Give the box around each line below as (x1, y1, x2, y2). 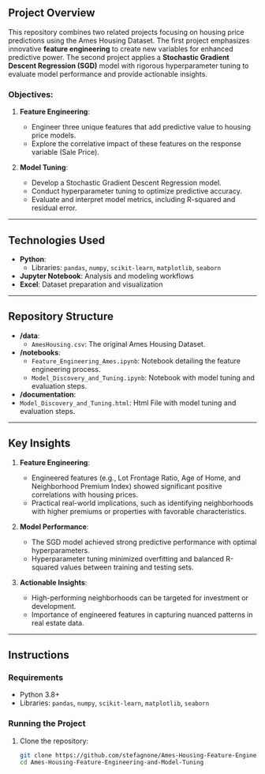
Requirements (8, 671, 64, 682)
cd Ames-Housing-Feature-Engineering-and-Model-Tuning (19, 758, 204, 767)
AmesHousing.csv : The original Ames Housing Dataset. (31, 339, 206, 348)
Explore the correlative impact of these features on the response (31, 139, 242, 148)
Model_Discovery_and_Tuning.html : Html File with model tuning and (19, 398, 237, 408)
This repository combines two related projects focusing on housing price (8, 27, 244, 36)
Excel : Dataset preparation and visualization (19, 280, 163, 289)
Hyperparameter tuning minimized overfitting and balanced (31, 554, 225, 563)
